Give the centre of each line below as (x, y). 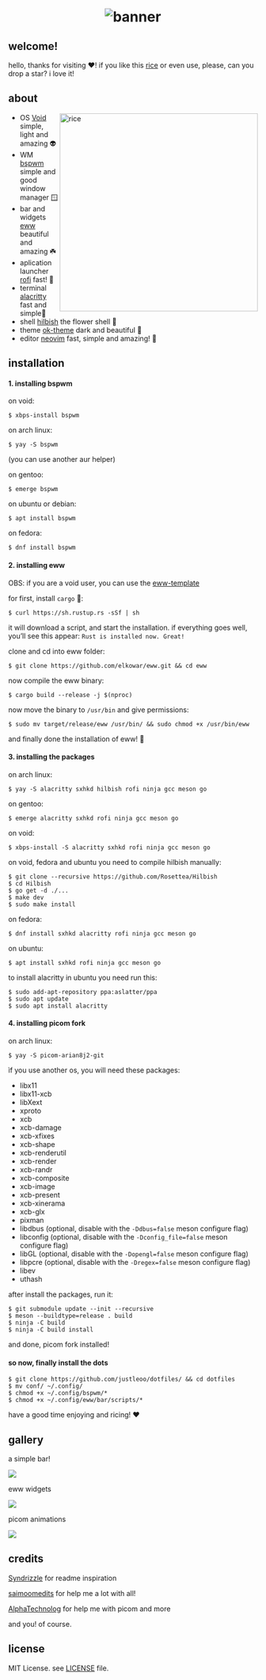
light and (34, 134)
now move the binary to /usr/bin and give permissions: (99, 710)
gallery (26, 1440)
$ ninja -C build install (51, 1330)
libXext (31, 1103)
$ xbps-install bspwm (44, 416)
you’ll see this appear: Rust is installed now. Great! (97, 636)
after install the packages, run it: (61, 1294)
